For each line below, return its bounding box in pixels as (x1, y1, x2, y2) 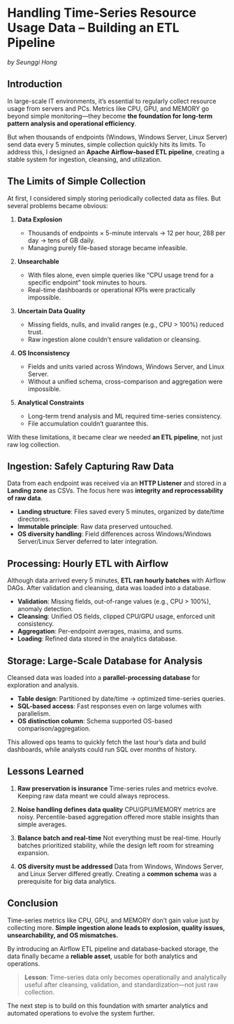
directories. (17, 515, 51, 524)
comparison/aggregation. (17, 724, 91, 732)
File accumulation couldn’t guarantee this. (27, 419, 149, 428)
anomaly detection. (17, 605, 73, 613)
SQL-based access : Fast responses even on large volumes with (17, 702, 202, 710)
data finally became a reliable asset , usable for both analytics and (7, 952, 198, 960)
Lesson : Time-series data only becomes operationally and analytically (24, 973, 227, 981)
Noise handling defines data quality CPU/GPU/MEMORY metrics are (17, 805, 217, 814)
